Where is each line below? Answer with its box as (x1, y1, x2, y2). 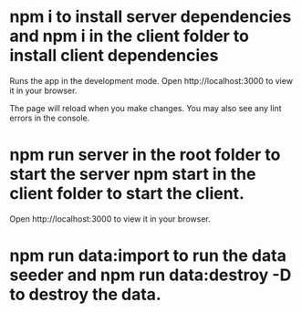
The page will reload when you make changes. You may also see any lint (9, 102, 282, 113)
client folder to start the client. (9, 183, 245, 204)
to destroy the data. (9, 285, 161, 305)
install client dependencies (9, 46, 219, 66)
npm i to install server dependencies (9, 6, 292, 27)
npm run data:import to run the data (9, 245, 287, 266)
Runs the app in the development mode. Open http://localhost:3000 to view (9, 75, 294, 86)
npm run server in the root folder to (9, 144, 281, 165)
